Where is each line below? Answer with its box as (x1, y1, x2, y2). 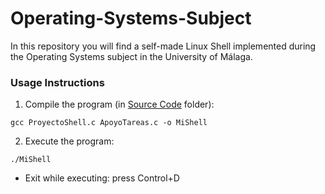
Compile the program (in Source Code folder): (24, 98, 215, 111)
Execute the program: (24, 135, 115, 147)
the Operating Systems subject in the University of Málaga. (10, 50, 253, 62)
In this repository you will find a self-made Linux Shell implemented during (10, 40, 317, 52)
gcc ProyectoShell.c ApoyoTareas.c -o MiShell (10, 118, 208, 128)
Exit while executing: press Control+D (24, 172, 180, 184)
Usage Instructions (10, 75, 105, 89)
